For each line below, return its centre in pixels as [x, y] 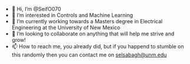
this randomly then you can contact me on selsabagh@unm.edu [89, 55]
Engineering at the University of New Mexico [66, 27]
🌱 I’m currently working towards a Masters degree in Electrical [87, 21]
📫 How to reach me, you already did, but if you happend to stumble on [98, 46]
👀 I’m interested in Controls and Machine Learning [72, 15]
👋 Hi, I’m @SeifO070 [36, 9]
